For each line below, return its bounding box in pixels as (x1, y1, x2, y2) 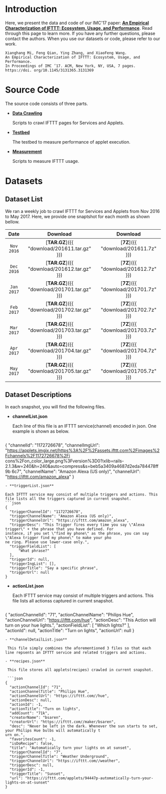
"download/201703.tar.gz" (28, 327, 91, 334)
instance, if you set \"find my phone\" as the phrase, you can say (5, 531, 149, 536)
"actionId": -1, (9, 702, 43, 707)
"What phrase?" (18, 548, 50, 553)
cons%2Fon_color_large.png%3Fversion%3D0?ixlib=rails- (5, 458, 124, 464)
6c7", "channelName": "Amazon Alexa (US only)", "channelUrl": (11, 468, 141, 474)
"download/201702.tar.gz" (28, 306, 91, 313)
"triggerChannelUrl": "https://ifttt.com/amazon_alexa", (9, 518, 129, 523)
